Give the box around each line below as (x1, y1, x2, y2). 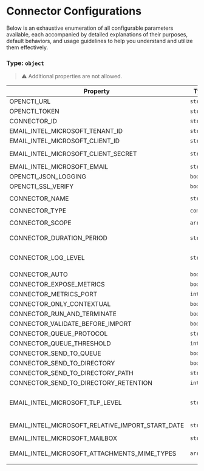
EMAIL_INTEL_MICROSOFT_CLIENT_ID (9, 137, 120, 145)
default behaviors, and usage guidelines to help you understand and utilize (6, 37, 193, 44)
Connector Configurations (6, 4, 141, 18)
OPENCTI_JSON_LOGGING (9, 172, 87, 181)
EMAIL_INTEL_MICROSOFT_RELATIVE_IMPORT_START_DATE (9, 421, 184, 430)
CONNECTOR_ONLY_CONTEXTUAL (9, 300, 111, 308)
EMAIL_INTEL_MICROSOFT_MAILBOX (9, 434, 117, 442)
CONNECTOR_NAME (9, 194, 69, 203)
